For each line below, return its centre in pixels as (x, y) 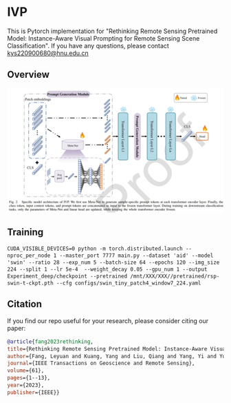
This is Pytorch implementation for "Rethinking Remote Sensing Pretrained (112, 31)
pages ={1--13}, (29, 378)
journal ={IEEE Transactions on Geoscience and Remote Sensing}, (101, 363)
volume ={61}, (26, 371)
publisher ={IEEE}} (33, 392)
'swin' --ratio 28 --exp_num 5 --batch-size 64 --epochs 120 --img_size (113, 262)
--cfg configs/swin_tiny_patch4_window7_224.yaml (129, 283)
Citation (25, 304)
